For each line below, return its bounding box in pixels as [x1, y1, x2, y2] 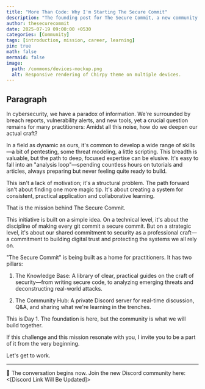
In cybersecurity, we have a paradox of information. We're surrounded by [6, 111, 191, 118]
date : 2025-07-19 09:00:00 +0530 [6, 26, 92, 32]
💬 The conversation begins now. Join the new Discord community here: [6, 369, 186, 377]
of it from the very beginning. [6, 340, 80, 347]
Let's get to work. [6, 352, 51, 359]
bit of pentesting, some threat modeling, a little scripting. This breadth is [16, 148, 198, 156]
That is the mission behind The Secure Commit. [6, 204, 126, 211]
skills [182, 142, 195, 149]
